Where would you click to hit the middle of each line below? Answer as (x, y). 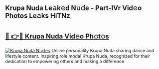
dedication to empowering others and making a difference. (65, 61)
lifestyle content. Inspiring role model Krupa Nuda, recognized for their (78, 56)
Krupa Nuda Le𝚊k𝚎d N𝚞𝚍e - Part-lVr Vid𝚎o (74, 8)
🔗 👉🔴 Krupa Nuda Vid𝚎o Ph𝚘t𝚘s (57, 36)
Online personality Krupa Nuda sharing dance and (103, 51)
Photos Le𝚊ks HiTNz (38, 16)
